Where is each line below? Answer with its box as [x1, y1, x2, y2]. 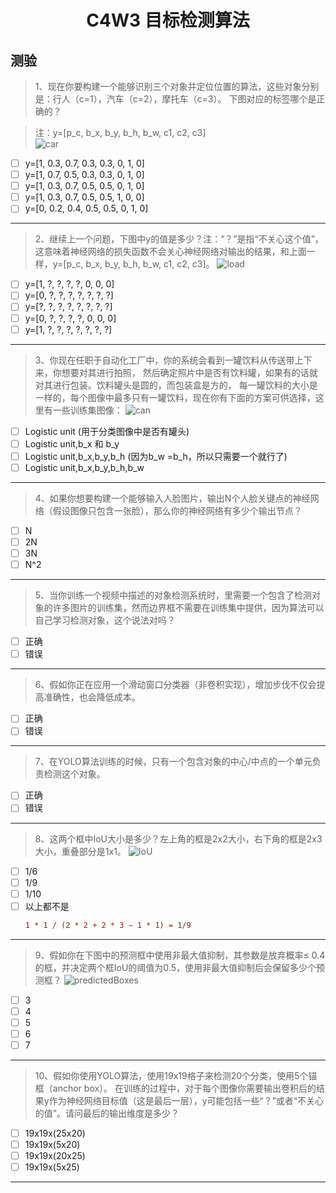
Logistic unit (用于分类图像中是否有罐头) [24, 425, 190, 437]
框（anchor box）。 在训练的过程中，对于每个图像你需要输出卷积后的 [34, 1082, 317, 1094]
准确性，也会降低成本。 [43, 691, 141, 703]
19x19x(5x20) [24, 1139, 81, 1150]
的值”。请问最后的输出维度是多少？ [34, 1107, 180, 1119]
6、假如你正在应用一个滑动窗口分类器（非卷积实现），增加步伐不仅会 [34, 679, 317, 691]
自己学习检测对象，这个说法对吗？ [34, 614, 176, 626]
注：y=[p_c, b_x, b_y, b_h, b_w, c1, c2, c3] [34, 127, 207, 138]
